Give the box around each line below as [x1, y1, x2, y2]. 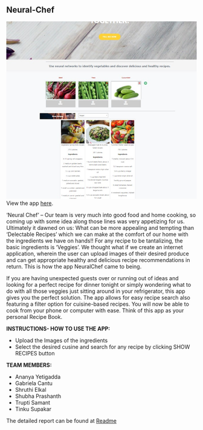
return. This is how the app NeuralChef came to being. [6, 263, 142, 270]
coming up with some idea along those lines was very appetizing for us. [6, 218, 185, 225]
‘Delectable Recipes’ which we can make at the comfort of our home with [6, 230, 188, 238]
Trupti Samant [14, 399, 50, 406]
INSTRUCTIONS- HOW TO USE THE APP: [6, 325, 111, 332]
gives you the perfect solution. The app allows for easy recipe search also [6, 294, 190, 301]
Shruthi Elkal [14, 386, 47, 394]
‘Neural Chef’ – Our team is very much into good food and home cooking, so [6, 212, 196, 219]
